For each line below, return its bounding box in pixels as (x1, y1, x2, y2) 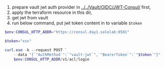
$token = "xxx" (4, 38, 32, 44)
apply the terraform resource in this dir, (11, 9, 92, 15)
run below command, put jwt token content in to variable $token (11, 20, 142, 26)
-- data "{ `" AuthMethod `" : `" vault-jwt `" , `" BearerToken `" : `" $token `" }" (13, 52, 161, 57)
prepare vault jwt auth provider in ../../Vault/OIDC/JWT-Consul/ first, (11, 4, 151, 10)
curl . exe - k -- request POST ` (4, 47, 68, 53)
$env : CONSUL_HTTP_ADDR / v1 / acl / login (13, 57, 90, 62)
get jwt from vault (11, 15, 48, 20)
